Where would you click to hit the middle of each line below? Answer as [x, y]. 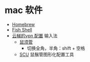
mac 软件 [24, 10]
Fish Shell [22, 29]
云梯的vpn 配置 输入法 [35, 35]
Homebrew [23, 24]
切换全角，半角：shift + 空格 [56, 48]
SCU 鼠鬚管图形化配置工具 [47, 54]
